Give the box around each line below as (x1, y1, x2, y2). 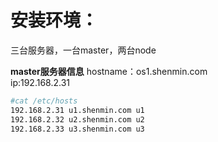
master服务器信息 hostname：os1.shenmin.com (10, 65, 208, 77)
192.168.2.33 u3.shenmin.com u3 (10, 124, 145, 134)
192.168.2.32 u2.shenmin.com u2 (10, 114, 145, 125)
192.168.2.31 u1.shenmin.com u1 (10, 105, 145, 115)
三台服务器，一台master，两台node (10, 44, 157, 56)
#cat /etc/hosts (10, 96, 78, 106)
